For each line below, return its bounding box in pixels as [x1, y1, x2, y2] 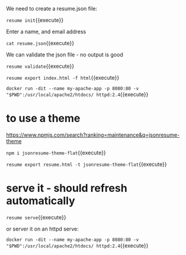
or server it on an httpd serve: [6, 225, 79, 232]
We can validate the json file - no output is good [6, 51, 123, 58]
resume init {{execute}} [6, 17, 64, 23]
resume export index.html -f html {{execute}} [6, 74, 120, 81]
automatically [6, 194, 75, 207]
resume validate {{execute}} [6, 62, 75, 70]
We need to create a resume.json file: [6, 5, 98, 12]
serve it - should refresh [6, 181, 127, 195]
